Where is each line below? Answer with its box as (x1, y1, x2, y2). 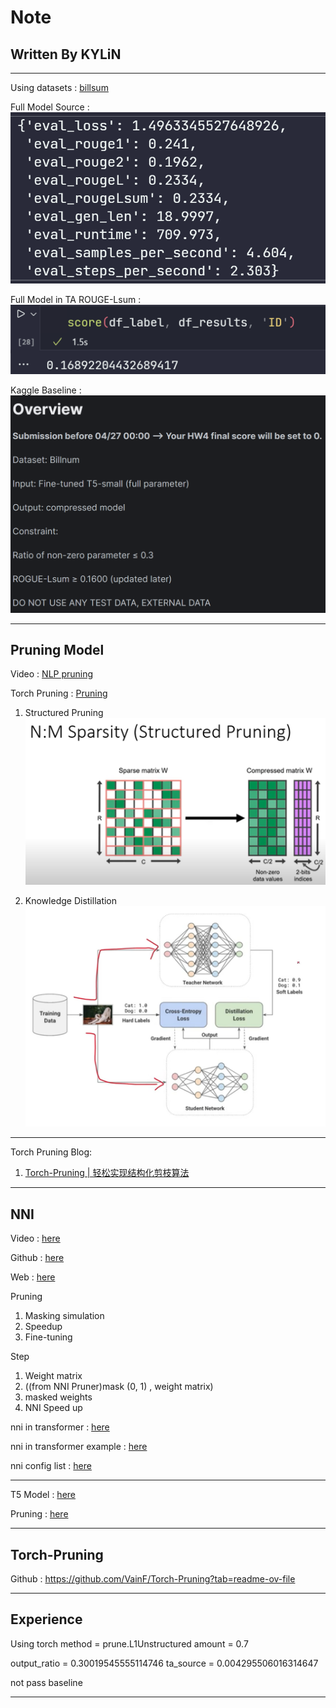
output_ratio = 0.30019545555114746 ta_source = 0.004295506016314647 (10, 1657, 319, 1669)
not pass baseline (10, 1676, 83, 1688)
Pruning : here (10, 1508, 69, 1520)
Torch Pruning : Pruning (10, 687, 108, 700)
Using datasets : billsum (10, 82, 109, 93)
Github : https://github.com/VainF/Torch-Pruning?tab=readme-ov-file (10, 1572, 296, 1585)
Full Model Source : (10, 101, 90, 113)
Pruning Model (10, 641, 105, 658)
